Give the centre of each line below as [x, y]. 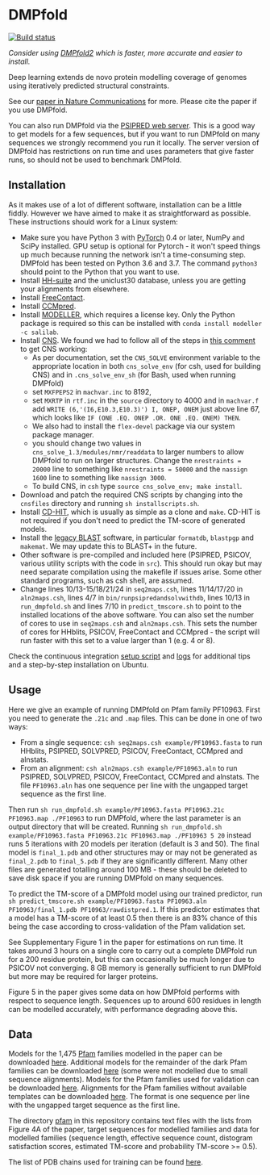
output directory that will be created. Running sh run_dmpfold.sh [115, 826]
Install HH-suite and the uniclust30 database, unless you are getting [133, 280]
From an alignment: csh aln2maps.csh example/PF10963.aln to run [129, 767]
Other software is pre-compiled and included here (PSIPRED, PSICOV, [135, 554]
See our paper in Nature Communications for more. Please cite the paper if [133, 101]
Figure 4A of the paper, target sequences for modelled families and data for [134, 1129]
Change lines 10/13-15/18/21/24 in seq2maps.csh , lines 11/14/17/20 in [131, 589]
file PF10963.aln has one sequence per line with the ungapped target [134, 785]
